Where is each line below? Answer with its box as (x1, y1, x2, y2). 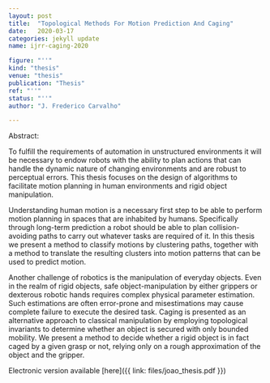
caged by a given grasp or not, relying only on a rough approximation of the (8, 342, 261, 351)
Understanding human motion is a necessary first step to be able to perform (8, 206, 263, 215)
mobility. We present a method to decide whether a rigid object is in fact (8, 333, 250, 343)
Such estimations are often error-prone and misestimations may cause (8, 299, 244, 309)
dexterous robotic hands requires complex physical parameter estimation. (8, 290, 255, 300)
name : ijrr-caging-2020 (8, 42, 89, 50)
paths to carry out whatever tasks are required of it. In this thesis (38, 232, 255, 241)
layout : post (8, 11, 53, 20)
